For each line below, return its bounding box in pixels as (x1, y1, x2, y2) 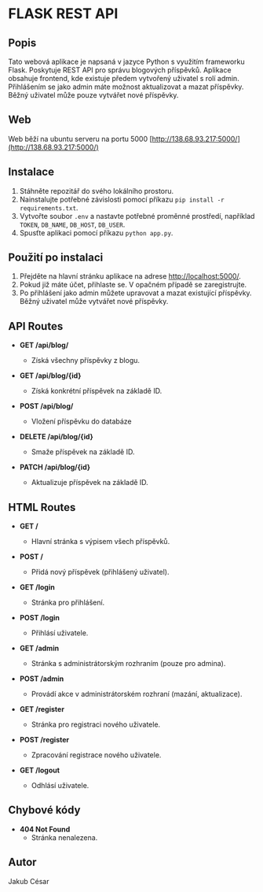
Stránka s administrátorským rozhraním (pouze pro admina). (31, 659, 226, 668)
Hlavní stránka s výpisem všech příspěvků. (31, 537, 170, 546)
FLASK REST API (8, 5, 119, 23)
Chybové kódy (8, 804, 81, 817)
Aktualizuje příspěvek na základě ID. (31, 478, 149, 487)
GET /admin (19, 643, 60, 653)
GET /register (19, 705, 65, 714)
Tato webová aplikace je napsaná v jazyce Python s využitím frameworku (8, 57, 245, 66)
